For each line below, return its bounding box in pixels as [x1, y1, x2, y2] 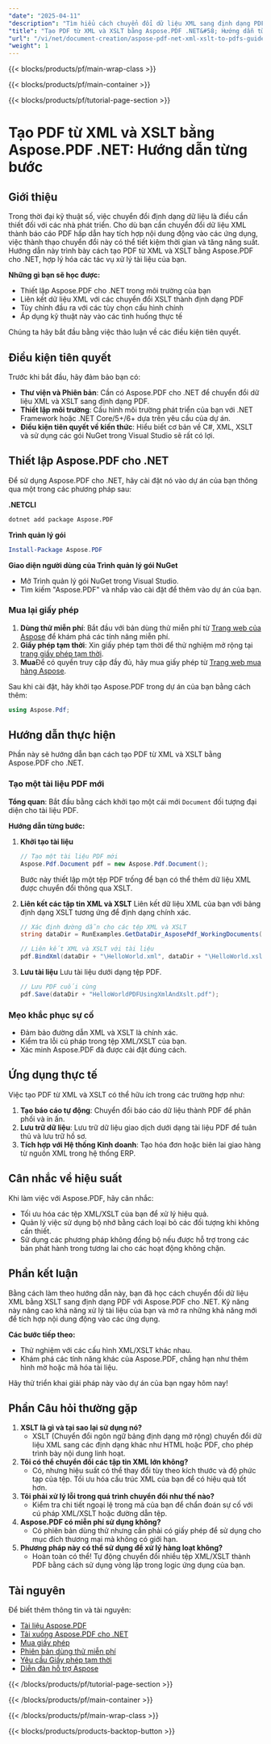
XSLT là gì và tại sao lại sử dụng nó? [19, 1423, 143, 1433]
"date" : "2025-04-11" [8, 11, 81, 20]
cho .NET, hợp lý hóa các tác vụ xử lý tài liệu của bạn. [8, 255, 187, 264]
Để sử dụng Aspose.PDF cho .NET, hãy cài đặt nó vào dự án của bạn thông [8, 475, 258, 485]
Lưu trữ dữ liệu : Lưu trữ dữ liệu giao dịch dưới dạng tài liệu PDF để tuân [19, 1123, 256, 1132]
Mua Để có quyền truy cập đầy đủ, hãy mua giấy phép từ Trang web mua [19, 657, 262, 667]
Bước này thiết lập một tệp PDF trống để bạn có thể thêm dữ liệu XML [19, 874, 252, 884]
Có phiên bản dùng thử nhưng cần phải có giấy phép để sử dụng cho [31, 1526, 262, 1535]
